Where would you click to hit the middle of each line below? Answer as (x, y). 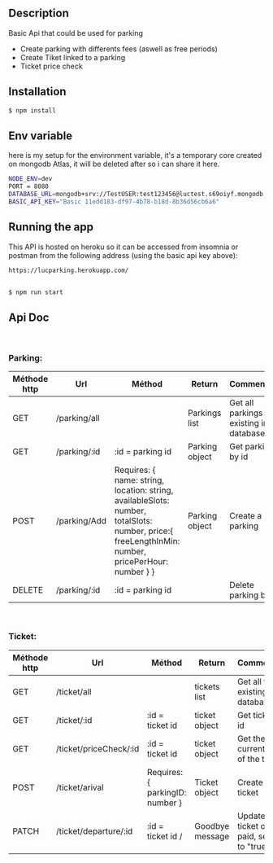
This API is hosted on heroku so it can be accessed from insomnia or (123, 247)
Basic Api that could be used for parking (76, 33)
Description (39, 13)
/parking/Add (81, 521)
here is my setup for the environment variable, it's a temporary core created (135, 156)
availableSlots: (142, 501)
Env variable (41, 136)
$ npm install (32, 110)
